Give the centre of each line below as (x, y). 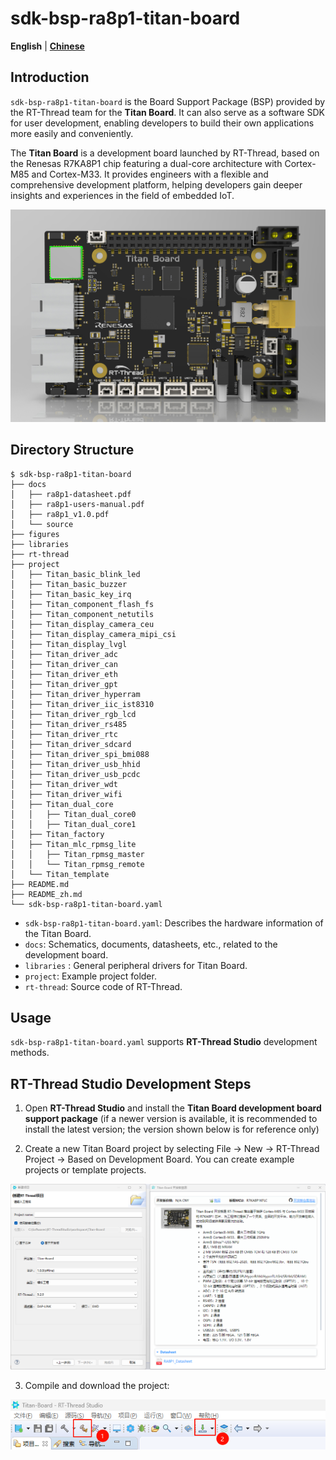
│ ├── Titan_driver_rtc (64, 734)
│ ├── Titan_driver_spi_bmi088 (80, 754)
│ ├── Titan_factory (57, 834)
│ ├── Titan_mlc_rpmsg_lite (73, 844)
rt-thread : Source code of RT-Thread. (103, 986)
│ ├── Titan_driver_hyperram (75, 694)
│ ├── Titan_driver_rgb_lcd (73, 714)
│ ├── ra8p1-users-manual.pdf (77, 504)
